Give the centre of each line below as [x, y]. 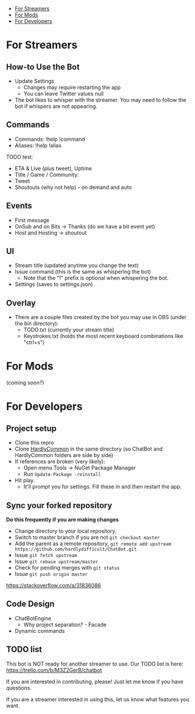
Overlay [21, 303]
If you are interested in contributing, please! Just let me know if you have [95, 681]
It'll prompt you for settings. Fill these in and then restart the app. [103, 487]
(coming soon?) [25, 383]
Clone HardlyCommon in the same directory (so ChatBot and [89, 449]
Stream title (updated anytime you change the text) [77, 265]
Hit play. [25, 480]
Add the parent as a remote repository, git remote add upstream [93, 543]
